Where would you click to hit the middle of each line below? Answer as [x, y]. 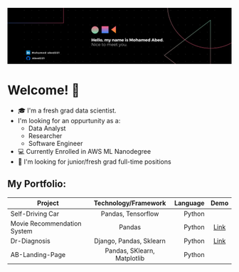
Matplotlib [130, 258]
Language [189, 203]
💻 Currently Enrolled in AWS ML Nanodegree [84, 151]
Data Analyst [47, 128]
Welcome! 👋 [44, 90]
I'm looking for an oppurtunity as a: [69, 120]
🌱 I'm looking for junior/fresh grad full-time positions [95, 162]
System [22, 231]
